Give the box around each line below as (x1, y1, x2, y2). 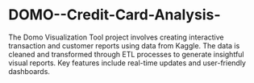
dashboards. (8, 66, 51, 76)
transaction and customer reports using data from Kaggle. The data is (8, 40, 240, 50)
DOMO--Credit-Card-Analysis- (8, 6, 221, 24)
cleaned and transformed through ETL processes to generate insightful (8, 49, 244, 59)
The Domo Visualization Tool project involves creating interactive (8, 32, 224, 42)
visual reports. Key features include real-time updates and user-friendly (8, 58, 246, 68)
